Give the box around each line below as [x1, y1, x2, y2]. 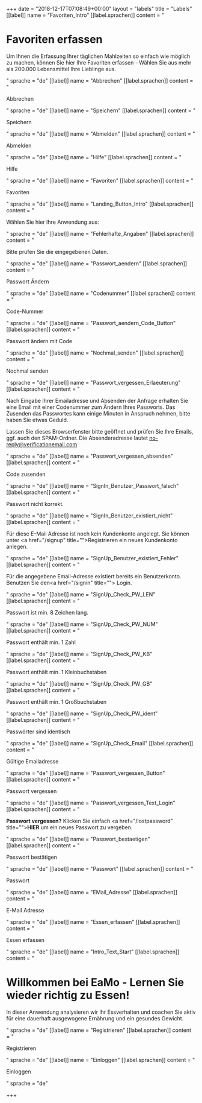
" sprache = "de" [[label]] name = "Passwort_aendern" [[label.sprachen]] [6, 259, 188, 267]
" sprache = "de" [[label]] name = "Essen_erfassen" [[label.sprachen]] [6, 918, 180, 925]
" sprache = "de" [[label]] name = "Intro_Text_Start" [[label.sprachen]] [6, 948, 180, 955]
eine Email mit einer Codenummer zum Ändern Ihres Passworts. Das [6, 403, 176, 411]
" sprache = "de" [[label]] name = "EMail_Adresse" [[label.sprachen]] [6, 888, 177, 896]
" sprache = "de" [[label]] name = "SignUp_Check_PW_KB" [6, 650, 153, 657]
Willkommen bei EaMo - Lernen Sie [6, 976, 185, 990]
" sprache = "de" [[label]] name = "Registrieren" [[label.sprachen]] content [6, 1026, 191, 1034]
